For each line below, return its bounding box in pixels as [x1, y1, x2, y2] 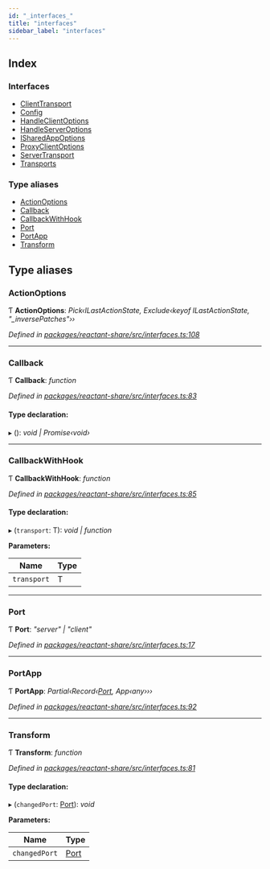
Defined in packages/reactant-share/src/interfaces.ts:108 [8, 330, 200, 340]
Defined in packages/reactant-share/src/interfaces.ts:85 [8, 488, 197, 499]
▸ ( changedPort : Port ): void [8, 800, 95, 809]
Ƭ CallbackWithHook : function [8, 473, 111, 483]
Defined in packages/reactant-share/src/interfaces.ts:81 [8, 763, 195, 772]
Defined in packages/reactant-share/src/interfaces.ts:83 [8, 391, 197, 401]
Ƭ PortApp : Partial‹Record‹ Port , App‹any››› [8, 686, 153, 696]
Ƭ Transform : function [8, 748, 83, 757]
